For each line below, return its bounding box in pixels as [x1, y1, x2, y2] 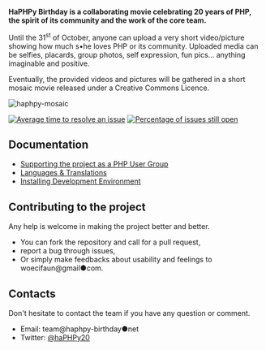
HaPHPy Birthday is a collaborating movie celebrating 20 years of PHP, [8, 7, 251, 16]
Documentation [8, 138, 89, 152]
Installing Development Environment [19, 176, 141, 186]
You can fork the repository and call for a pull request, [19, 237, 201, 247]
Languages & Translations [19, 168, 107, 178]
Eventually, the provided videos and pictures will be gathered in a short [8, 74, 246, 84]
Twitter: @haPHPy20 [19, 333, 91, 343]
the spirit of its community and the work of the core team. [8, 15, 207, 25]
